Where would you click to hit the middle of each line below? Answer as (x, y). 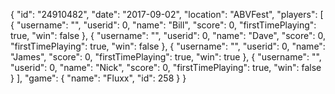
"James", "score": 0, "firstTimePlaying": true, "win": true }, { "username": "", (166, 57)
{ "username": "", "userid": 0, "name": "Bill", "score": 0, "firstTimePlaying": (163, 25)
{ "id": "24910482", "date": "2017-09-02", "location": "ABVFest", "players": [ (167, 14)
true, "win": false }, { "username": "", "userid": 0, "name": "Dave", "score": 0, (168, 35)
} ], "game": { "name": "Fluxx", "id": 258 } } (98, 78)
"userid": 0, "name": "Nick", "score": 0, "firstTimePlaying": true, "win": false (166, 67)
